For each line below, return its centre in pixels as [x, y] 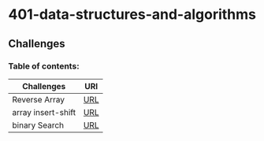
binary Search [38, 125]
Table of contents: [44, 66]
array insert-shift [44, 112]
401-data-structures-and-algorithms [132, 15]
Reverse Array [39, 99]
